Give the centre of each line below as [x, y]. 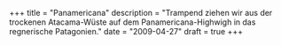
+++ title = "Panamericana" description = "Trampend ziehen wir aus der [141, 13]
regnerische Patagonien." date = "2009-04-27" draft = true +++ [126, 31]
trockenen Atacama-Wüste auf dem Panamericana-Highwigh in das [133, 22]
